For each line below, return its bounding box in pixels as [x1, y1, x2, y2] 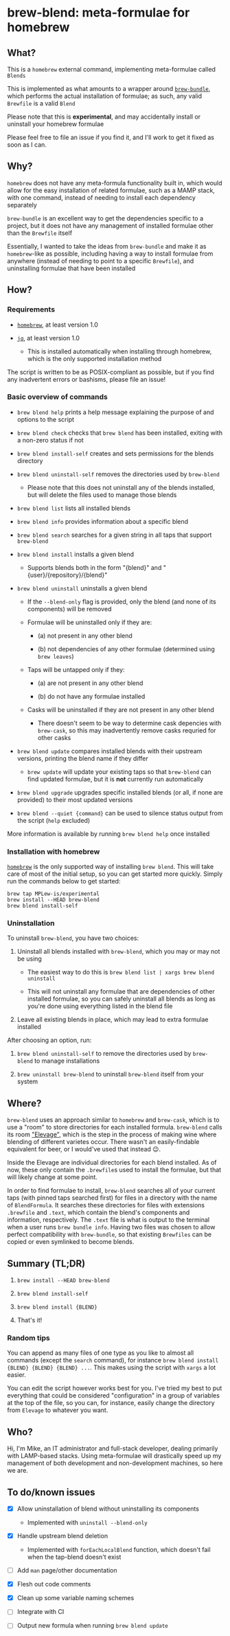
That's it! [16, 1316, 43, 1325]
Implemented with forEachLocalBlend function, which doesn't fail [27, 1546, 211, 1554]
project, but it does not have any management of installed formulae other [7, 221, 214, 229]
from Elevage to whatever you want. [7, 1406, 108, 1414]
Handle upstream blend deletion [16, 1532, 108, 1540]
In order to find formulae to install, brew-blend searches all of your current [7, 1187, 216, 1195]
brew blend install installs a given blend [16, 550, 134, 558]
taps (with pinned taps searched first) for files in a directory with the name [7, 1194, 218, 1202]
